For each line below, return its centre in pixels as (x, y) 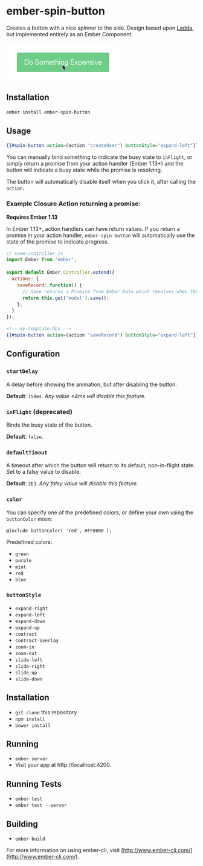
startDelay (22, 372)
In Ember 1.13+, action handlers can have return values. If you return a (93, 228)
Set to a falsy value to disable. (44, 472)
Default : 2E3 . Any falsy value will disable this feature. (72, 483)
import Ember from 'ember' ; (42, 260)
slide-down (29, 679)
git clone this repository (46, 712)
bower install (33, 725)
